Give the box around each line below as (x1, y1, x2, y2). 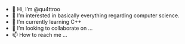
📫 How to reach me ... (11, 32, 67, 38)
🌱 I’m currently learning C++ (11, 18, 82, 25)
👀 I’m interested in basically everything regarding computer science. (11, 12, 180, 19)
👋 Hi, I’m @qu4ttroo (11, 6, 61, 12)
